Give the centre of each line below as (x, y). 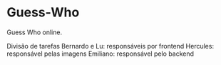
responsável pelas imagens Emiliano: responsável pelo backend (100, 54)
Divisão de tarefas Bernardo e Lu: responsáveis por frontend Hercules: (110, 46)
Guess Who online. (34, 32)
